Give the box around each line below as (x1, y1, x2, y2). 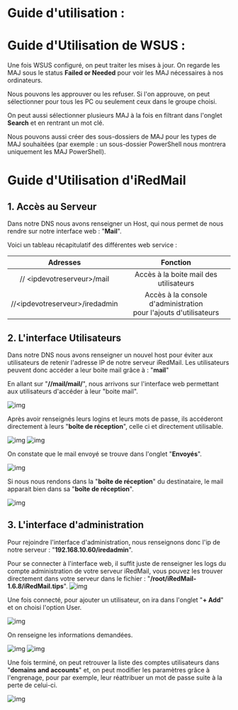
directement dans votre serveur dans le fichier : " (7, 574, 151, 583)
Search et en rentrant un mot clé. (7, 119, 105, 127)
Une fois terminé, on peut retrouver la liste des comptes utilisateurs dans (7, 658, 220, 667)
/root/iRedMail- (149, 574, 197, 583)
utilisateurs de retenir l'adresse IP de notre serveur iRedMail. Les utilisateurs (7, 358, 229, 366)
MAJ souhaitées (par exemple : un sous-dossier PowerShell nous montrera (7, 140, 227, 148)
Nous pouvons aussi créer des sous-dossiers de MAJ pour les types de (7, 133, 217, 141)
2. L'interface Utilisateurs (7, 332, 122, 344)
